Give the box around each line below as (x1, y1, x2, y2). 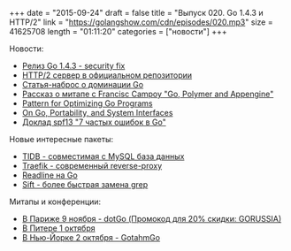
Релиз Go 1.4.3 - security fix (21, 61, 126, 71)
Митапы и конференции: (9, 196, 102, 207)
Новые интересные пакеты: (9, 134, 113, 144)
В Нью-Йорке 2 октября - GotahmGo (21, 232, 161, 242)
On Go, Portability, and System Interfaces (21, 108, 173, 118)
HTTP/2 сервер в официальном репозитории (21, 70, 193, 80)
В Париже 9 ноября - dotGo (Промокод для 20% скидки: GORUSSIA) (21, 214, 282, 224)
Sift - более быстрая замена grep (21, 179, 149, 189)
